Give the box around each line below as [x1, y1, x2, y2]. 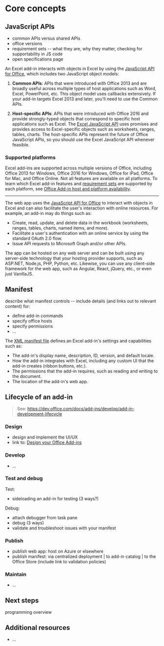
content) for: [5, 303, 30, 309]
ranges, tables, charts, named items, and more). [12, 225, 109, 231]
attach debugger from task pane [12, 514, 78, 520]
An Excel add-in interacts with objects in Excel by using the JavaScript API [5, 66, 155, 71]
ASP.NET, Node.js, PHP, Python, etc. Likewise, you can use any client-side [5, 260, 155, 267]
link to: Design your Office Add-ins [12, 439, 82, 445]
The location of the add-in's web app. [12, 379, 88, 385]
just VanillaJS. [5, 271, 33, 277]
